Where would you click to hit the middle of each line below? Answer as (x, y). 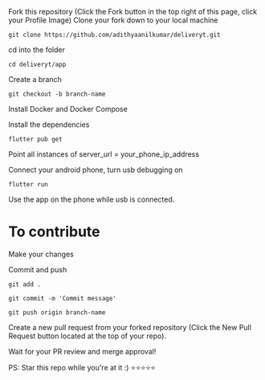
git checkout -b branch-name (57, 94)
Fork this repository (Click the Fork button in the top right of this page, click (133, 12)
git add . (25, 284)
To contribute (54, 232)
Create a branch (35, 79)
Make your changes (41, 254)
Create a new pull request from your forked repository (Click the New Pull (130, 327)
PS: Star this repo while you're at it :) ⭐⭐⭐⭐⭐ (82, 367)
